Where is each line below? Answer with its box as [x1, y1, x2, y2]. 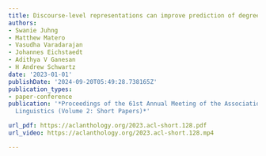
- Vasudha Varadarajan [8, 41, 83, 49]
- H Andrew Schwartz [8, 63, 77, 71]
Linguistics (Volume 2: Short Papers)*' [15, 108, 150, 116]
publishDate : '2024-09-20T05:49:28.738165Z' [8, 78, 158, 86]
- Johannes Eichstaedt [8, 48, 83, 56]
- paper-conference [8, 93, 73, 101]
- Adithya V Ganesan [8, 56, 77, 64]
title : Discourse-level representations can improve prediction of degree [8, 11, 260, 20]
